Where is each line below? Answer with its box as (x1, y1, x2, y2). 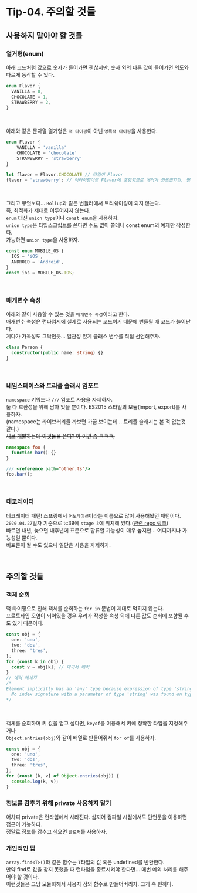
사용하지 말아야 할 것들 (6, 30, 83, 40)
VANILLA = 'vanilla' (16, 145, 67, 151)
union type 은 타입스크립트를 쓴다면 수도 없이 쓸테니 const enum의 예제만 (6, 222, 175, 229)
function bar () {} (11, 450, 57, 456)
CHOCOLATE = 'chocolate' (16, 150, 77, 156)
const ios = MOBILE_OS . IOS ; (6, 270, 75, 276)
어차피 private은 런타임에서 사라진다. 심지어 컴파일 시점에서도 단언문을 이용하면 (6, 813, 188, 820)
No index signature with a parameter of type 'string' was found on (11, 691, 182, 697)
